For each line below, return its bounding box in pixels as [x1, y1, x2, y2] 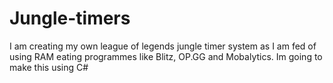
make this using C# [9, 61, 89, 73]
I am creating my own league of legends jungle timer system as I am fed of [9, 40, 317, 52]
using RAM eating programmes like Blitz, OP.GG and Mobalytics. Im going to [9, 50, 323, 62]
